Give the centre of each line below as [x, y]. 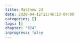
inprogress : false [24, 33]
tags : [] [14, 23]
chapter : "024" [21, 28]
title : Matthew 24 [24, 10]
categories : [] [21, 19]
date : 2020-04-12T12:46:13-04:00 [40, 14]
